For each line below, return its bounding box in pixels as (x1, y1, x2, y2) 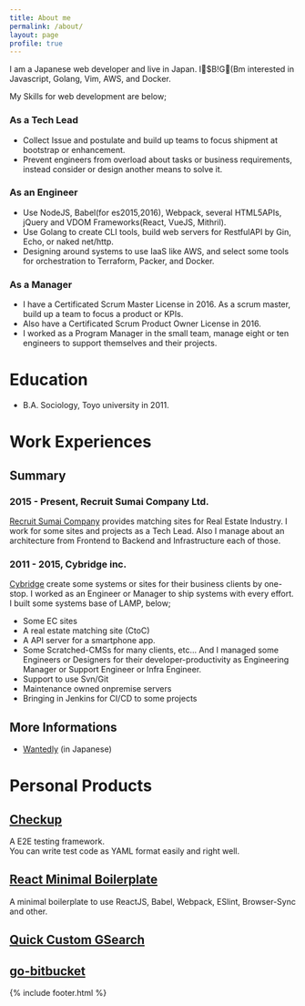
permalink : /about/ (9, 22, 84, 31)
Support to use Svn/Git (22, 673, 109, 684)
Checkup (9, 812, 62, 827)
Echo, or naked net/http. (22, 236, 114, 247)
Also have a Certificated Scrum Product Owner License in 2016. (22, 318, 261, 329)
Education (9, 370, 88, 390)
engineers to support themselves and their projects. (22, 338, 218, 349)
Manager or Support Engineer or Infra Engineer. (22, 664, 202, 675)
